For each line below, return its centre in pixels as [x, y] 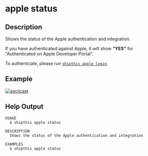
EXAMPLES [14, 144]
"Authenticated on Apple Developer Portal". [49, 54]
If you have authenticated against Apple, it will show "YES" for [69, 48]
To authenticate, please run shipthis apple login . [57, 63]
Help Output [24, 107]
